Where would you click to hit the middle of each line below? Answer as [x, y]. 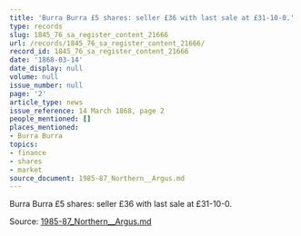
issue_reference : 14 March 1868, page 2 [87, 111]
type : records [36, 26]
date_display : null [46, 69]
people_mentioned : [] [50, 119]
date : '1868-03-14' [46, 60]
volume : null [34, 77]
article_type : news [46, 102]
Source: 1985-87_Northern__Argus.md [80, 221]
